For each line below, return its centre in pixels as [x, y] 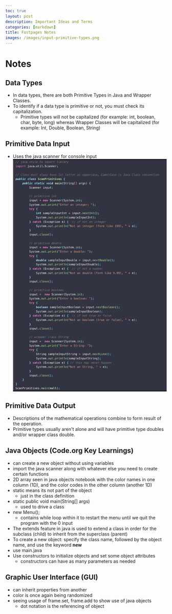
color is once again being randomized [52, 595]
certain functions [31, 474]
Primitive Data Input [38, 144]
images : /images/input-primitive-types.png [52, 38]
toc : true [16, 11]
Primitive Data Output [40, 406]
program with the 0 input [46, 523]
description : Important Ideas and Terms [49, 22]
